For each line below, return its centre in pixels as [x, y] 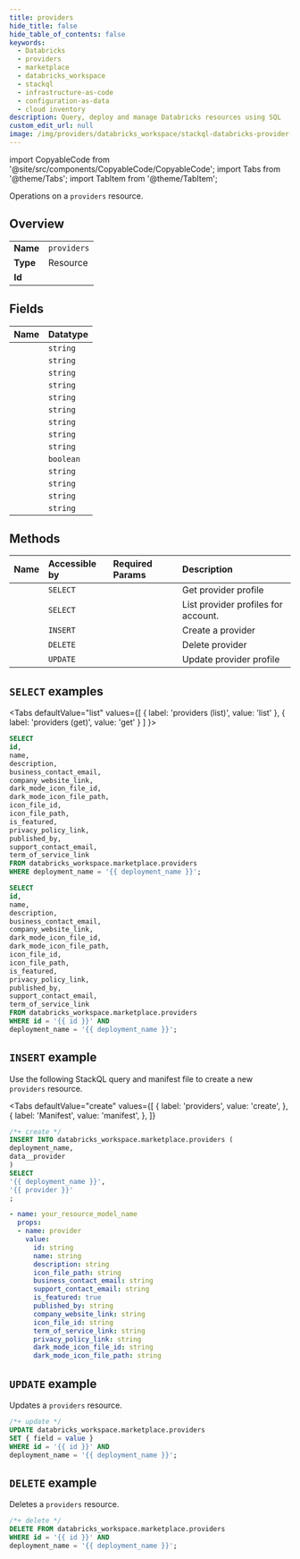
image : [21, 134]
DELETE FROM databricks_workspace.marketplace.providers [117, 1529]
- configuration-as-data [63, 101]
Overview [37, 224]
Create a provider [219, 630]
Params [129, 575]
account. [200, 616]
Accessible [72, 564]
